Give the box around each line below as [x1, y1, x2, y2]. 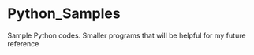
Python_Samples [7, 5, 121, 23]
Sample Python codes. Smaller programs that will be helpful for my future [7, 31, 246, 40]
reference [7, 38, 39, 48]
